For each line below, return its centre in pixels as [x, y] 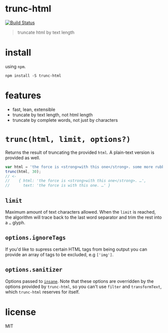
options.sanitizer [34, 270]
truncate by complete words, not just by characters [65, 120]
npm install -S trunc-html [33, 76]
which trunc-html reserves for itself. [42, 292]
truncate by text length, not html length [52, 115]
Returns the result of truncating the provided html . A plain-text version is [80, 152]
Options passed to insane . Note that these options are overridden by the [79, 281]
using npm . [15, 66]
